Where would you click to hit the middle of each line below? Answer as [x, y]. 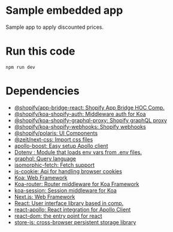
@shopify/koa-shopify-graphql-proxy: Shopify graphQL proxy [90, 120]
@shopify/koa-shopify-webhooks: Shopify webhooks [80, 126]
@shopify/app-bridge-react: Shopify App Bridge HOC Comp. [89, 107]
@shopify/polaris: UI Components [56, 133]
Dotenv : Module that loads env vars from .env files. [78, 152]
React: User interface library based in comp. [69, 203]
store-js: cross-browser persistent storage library [75, 222]
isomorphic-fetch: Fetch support [54, 165]
